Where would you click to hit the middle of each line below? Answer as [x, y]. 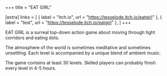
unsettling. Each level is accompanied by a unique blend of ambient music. [83, 53]
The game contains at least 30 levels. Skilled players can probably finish [80, 63]
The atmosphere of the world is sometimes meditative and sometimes [78, 47]
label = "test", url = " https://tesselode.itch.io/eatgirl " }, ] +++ [68, 23]
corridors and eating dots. [32, 38]
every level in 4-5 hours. [31, 68]
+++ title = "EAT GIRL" [28, 7]
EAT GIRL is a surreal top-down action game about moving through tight [80, 32]
